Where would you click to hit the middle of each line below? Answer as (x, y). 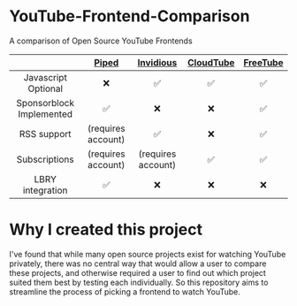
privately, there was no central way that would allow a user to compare (138, 264)
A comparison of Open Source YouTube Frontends (101, 41)
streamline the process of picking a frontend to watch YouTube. (125, 291)
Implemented (45, 114)
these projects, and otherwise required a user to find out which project (138, 272)
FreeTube (263, 62)
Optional (46, 88)
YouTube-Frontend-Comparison (129, 16)
